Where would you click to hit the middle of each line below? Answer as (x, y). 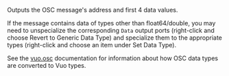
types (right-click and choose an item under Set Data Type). (92, 45)
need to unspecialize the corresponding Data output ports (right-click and (111, 30)
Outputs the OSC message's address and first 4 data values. (93, 10)
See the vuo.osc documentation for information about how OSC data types (112, 58)
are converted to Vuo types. (47, 65)
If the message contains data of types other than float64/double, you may (111, 23)
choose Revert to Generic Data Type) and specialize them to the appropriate (115, 38)
